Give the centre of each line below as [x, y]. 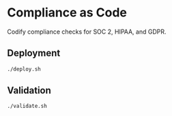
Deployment [34, 53]
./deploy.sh [24, 69]
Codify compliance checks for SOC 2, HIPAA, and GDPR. [87, 32]
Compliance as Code [67, 13]
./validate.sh [27, 106]
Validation [29, 91]
